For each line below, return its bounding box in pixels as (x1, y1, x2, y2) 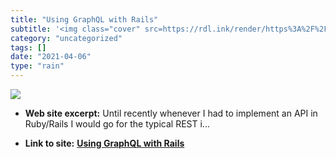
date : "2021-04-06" (10, 52, 92, 62)
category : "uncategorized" (10, 33, 123, 43)
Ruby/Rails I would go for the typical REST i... (24, 118, 210, 130)
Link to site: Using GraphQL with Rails (24, 137, 185, 149)
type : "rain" (10, 61, 65, 71)
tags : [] (10, 42, 47, 53)
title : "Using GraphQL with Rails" (10, 14, 159, 25)
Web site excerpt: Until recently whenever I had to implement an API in (24, 107, 318, 119)
